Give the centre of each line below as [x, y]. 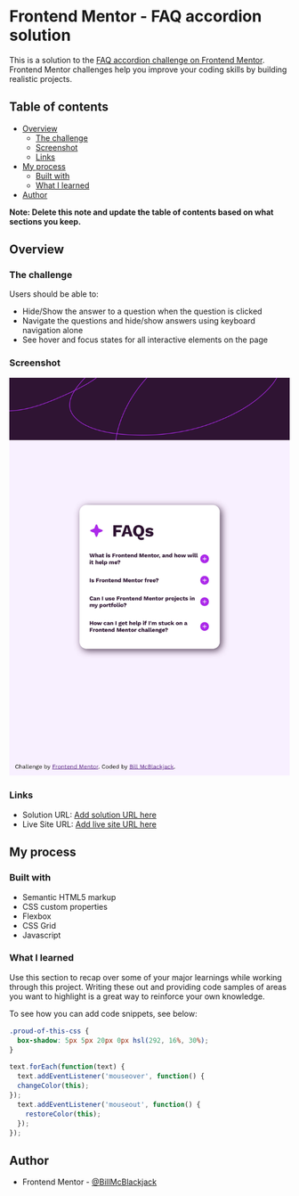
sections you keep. [45, 221]
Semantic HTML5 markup [69, 897]
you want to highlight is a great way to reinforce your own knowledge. [137, 996]
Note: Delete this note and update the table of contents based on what [141, 212]
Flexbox [36, 916]
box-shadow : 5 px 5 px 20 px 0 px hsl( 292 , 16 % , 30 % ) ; [113, 1040]
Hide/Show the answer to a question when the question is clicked [142, 311]
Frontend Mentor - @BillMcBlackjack [89, 1182]
